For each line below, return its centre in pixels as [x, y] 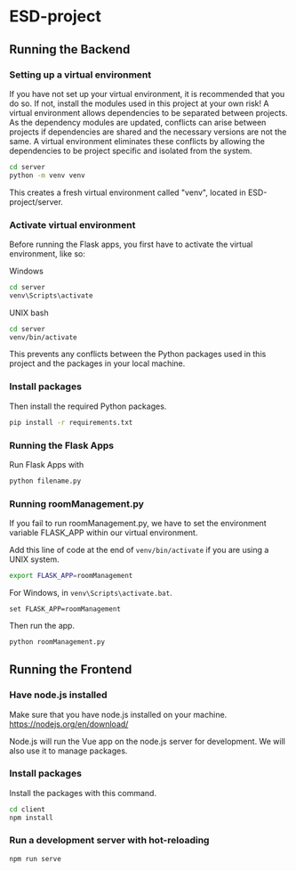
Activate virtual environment [72, 224]
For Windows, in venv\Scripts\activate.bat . [91, 592]
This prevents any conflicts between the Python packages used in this [138, 354]
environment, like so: [48, 253]
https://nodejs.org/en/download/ [69, 724]
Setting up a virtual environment [80, 75]
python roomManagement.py [57, 642]
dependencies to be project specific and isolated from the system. [131, 151]
